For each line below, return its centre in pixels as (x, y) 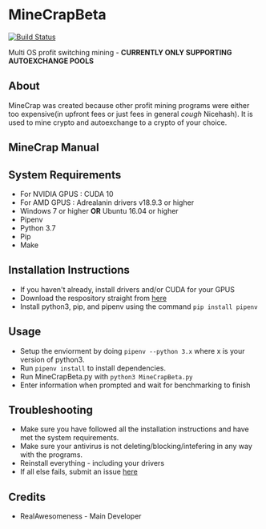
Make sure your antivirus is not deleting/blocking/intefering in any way (136, 447)
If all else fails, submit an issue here (79, 472)
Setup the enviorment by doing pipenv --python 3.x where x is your (132, 351)
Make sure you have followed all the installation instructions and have (135, 429)
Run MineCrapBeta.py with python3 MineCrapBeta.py (106, 376)
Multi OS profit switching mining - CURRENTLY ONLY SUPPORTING (120, 52)
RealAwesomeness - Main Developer (81, 516)
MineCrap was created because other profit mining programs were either (129, 105)
